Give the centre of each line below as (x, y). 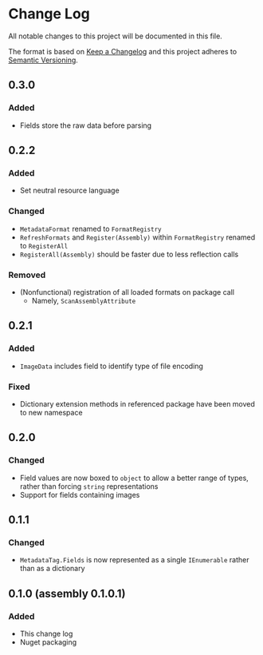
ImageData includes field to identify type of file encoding (111, 366)
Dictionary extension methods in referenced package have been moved (137, 403)
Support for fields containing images (80, 494)
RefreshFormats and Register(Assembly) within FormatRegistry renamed (137, 237)
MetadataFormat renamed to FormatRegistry (90, 228)
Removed (27, 275)
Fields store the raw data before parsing (86, 125)
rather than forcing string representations (89, 486)
